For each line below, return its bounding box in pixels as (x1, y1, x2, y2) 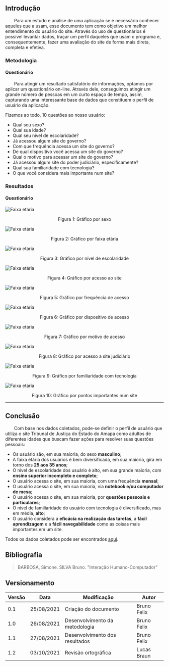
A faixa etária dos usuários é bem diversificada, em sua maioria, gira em (12, 456, 162, 462)
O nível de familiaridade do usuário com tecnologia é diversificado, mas (12, 505, 161, 511)
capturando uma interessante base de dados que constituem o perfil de (5, 97, 154, 103)
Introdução (5, 4, 41, 13)
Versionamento (5, 579, 55, 588)
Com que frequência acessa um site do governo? (12, 143, 115, 149)
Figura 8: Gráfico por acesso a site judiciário (38, 353, 131, 359)
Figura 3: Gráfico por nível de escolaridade (40, 255, 129, 262)
